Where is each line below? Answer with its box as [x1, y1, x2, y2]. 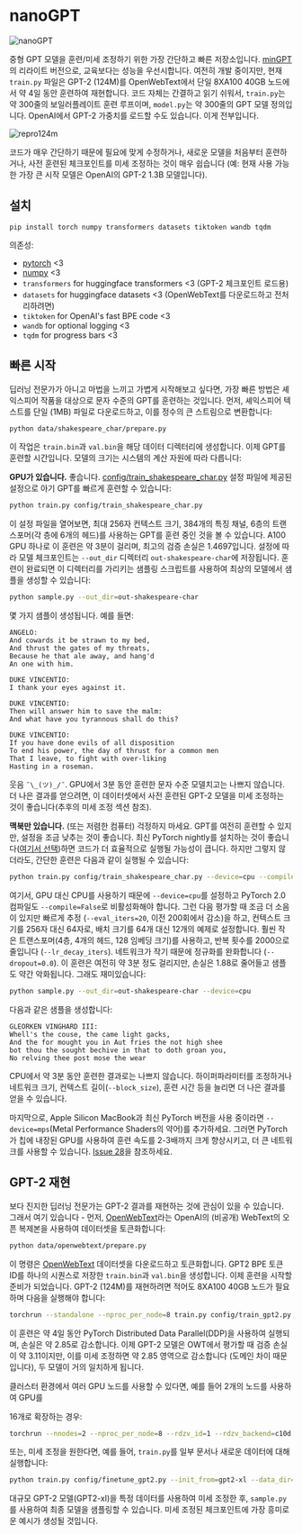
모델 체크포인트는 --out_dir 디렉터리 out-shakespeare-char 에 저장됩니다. [18, 552, 280, 563]
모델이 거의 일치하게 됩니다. [48, 1361, 144, 1372]
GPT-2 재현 [9, 1175, 71, 1190]
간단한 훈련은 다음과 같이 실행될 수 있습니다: [35, 855, 189, 866]
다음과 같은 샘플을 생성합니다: [9, 1003, 113, 1014]
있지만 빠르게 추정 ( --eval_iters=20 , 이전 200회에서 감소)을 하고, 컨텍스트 [18, 912, 281, 923]
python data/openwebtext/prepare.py [9, 1240, 147, 1250]
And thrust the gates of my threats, [9, 644, 151, 653]
